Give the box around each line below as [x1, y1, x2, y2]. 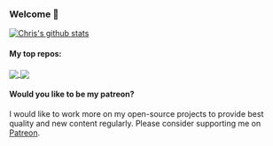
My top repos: [9, 48, 62, 58]
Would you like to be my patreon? [9, 88, 135, 100]
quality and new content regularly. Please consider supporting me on [9, 118, 261, 128]
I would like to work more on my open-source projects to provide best [9, 108, 264, 119]
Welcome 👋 [9, 8, 59, 20]
